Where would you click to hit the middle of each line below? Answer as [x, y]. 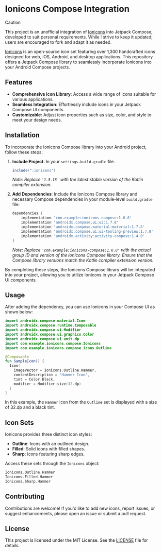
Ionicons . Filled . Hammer [29, 477]
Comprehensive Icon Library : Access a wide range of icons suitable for [84, 94]
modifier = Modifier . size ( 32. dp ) [48, 384]
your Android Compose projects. [38, 67]
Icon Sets [19, 423]
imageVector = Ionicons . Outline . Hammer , [55, 370]
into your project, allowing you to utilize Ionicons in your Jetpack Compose [80, 275]
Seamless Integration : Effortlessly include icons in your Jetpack [76, 104]
